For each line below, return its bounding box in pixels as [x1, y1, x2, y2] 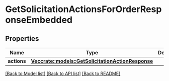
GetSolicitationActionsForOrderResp [5, 4, 162, 15]
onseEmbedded [5, 14, 73, 26]
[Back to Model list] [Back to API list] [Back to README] [5, 70, 121, 76]
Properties [5, 34, 39, 43]
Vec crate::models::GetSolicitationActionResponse [31, 58, 153, 64]
